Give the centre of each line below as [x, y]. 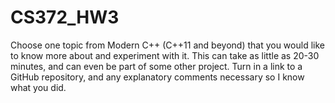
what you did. [38, 87]
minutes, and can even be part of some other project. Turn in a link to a [156, 66]
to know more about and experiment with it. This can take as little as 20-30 [165, 55]
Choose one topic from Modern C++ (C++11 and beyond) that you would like [167, 45]
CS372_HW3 [65, 17]
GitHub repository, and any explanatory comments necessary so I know [157, 77]
